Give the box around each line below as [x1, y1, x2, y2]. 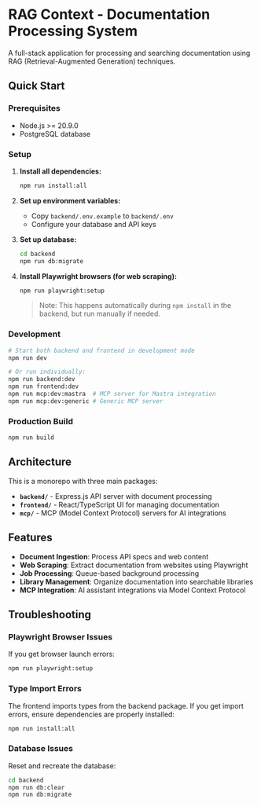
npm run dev [8, 354, 47, 362]
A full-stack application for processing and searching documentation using [8, 48, 251, 57]
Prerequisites [8, 103, 61, 114]
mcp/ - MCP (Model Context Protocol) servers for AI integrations [19, 508, 226, 518]
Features [8, 531, 53, 544]
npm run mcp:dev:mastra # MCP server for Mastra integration [8, 390, 216, 398]
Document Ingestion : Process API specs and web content [19, 551, 209, 561]
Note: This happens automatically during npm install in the [39, 301, 232, 310]
